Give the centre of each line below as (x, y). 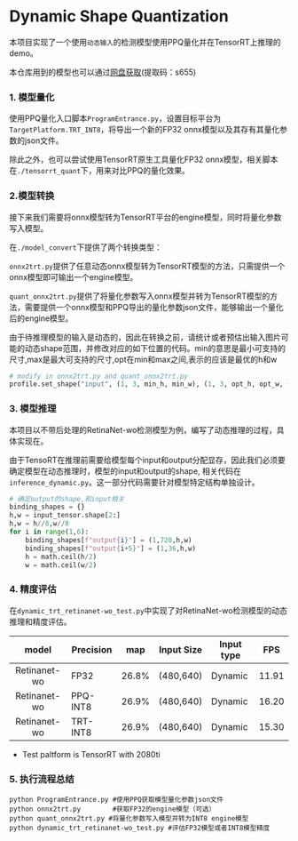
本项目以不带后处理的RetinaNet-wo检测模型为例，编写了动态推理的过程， (143, 429)
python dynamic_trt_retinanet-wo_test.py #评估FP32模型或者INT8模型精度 (140, 829)
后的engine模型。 (41, 318)
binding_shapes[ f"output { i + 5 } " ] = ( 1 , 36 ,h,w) (111, 549)
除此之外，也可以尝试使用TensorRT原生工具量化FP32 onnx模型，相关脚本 (144, 160)
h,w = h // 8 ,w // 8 (39, 524)
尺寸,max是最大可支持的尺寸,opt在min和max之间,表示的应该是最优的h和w (143, 359)
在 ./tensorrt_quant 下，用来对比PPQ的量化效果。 (100, 171)
